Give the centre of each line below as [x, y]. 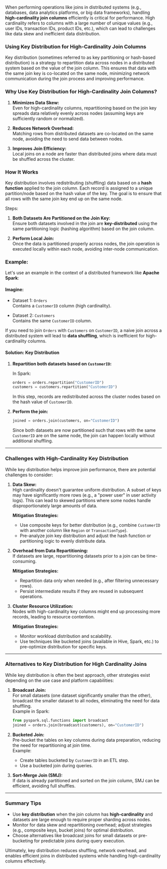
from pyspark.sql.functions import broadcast [60, 720]
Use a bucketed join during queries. [56, 765]
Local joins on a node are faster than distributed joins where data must [84, 154]
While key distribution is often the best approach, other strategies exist [78, 675]
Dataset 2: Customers [34, 315]
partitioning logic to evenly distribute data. [63, 541]
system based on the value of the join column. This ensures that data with [81, 68]
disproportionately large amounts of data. [55, 506]
